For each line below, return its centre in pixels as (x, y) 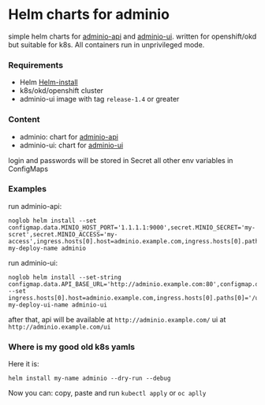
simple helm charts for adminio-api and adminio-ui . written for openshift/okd (132, 36)
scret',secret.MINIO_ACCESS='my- (63, 234)
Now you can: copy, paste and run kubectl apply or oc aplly (107, 393)
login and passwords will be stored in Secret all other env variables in (121, 160)
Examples (28, 189)
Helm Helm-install (49, 82)
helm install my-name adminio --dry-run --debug (90, 379)
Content (24, 120)
